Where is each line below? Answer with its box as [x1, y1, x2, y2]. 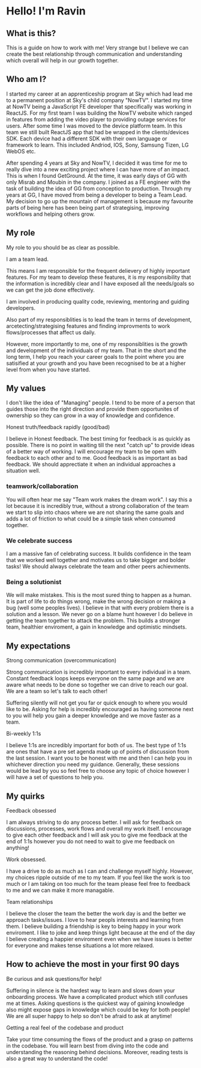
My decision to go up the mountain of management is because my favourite [6, 197, 193, 205]
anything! [6, 844, 30, 851]
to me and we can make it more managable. [6, 886, 115, 894]
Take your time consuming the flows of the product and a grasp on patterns [6, 1036, 193, 1043]
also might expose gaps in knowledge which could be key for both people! [6, 1005, 190, 1013]
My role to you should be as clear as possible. [6, 243, 120, 251]
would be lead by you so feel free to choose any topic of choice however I [6, 767, 190, 775]
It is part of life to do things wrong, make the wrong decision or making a [6, 598, 186, 605]
